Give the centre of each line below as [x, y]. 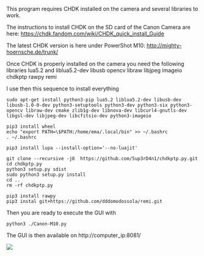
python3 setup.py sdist [37, 169]
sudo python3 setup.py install [46, 175]
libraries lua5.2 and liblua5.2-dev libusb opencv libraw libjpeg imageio [94, 70]
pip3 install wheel [31, 126]
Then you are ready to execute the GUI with [61, 213]
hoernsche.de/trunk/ [32, 52]
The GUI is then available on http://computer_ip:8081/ [74, 235]
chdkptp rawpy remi [31, 77]
